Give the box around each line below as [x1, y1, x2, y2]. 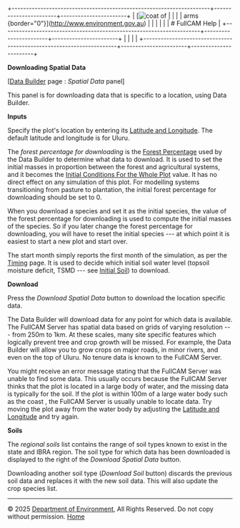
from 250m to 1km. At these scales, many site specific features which [11, 330, 216, 339]
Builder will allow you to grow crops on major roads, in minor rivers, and [7, 345, 219, 354]
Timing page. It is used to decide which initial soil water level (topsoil [7, 258, 209, 267]
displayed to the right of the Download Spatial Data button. [7, 455, 181, 464]
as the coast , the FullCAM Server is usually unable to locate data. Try [7, 397, 212, 405]
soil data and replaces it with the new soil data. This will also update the [7, 477, 219, 485]
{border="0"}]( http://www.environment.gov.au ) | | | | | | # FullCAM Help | [7, 19, 221, 27]
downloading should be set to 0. [7, 193, 102, 201]
